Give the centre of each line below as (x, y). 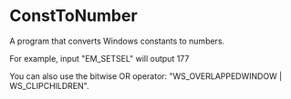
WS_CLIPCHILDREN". (49, 85)
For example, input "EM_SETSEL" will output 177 (99, 58)
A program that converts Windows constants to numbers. (117, 41)
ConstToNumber (74, 16)
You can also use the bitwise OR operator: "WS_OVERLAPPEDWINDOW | (146, 76)
